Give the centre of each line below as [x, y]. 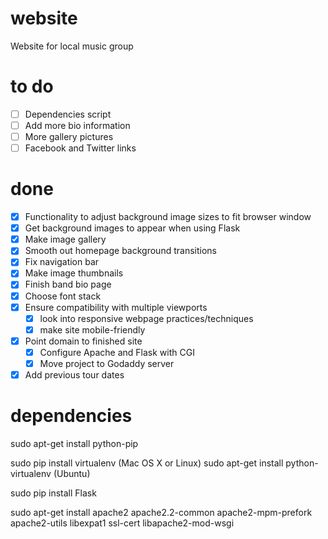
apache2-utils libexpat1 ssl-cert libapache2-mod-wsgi [122, 523]
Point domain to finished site [83, 341]
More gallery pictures [69, 136]
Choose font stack [63, 296]
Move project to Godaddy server [107, 363]
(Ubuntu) [72, 473]
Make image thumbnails [74, 273]
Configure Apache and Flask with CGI [117, 352]
